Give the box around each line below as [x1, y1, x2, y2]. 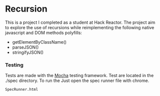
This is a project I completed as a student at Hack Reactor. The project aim [5, 19, 156, 25]
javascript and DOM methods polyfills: [5, 30, 82, 35]
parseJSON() [12, 44, 39, 50]
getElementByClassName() [12, 39, 67, 45]
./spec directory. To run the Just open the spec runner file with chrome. [5, 78, 149, 83]
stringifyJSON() [12, 49, 44, 55]
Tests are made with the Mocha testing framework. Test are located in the [5, 73, 154, 79]
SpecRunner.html [5, 87, 38, 92]
